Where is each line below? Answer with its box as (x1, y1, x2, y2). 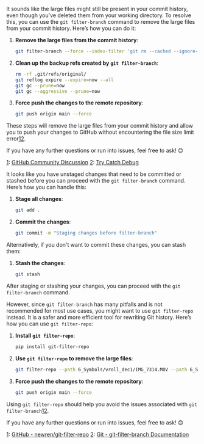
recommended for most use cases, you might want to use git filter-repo (6, 307, 194, 314)
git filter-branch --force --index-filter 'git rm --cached (15, 48, 171, 54)
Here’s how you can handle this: (6, 183, 86, 191)
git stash (15, 271, 41, 277)
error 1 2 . (6, 135, 26, 142)
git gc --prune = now (15, 82, 65, 89)
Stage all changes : (15, 195, 63, 203)
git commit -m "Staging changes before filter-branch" (15, 230, 158, 236)
